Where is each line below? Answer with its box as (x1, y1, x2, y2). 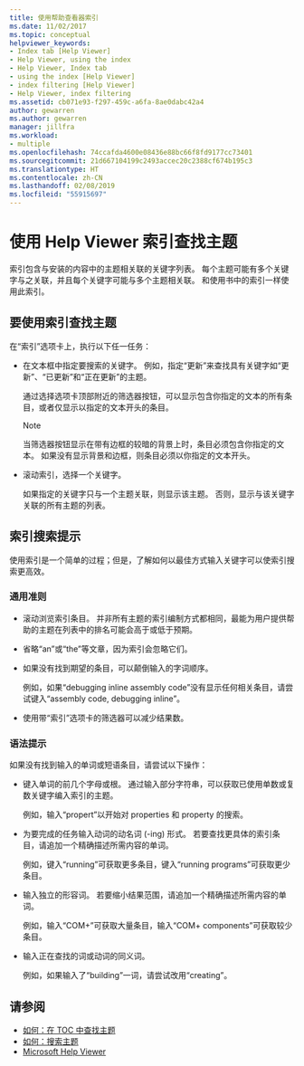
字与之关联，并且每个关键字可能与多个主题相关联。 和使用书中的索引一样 (9, 274, 281, 285)
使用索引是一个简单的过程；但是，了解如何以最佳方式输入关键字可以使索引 (9, 554, 287, 566)
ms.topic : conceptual (9, 30, 91, 39)
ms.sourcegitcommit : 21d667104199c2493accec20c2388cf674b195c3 (9, 156, 253, 166)
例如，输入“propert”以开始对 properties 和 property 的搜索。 (22, 809, 249, 820)
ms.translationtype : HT (9, 165, 100, 174)
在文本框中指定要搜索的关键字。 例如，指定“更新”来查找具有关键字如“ (22, 359, 282, 371)
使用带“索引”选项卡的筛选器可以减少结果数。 (22, 712, 189, 723)
